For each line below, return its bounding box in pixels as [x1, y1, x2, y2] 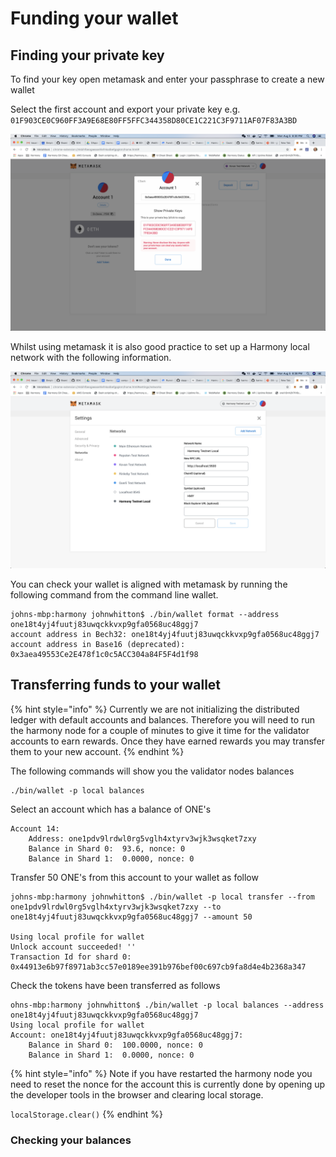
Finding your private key [10, 47, 165, 64]
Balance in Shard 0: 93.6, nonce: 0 [28, 843, 186, 854]
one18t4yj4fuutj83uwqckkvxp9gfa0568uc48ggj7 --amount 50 [10, 912, 253, 922]
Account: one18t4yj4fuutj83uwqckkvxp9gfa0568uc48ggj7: [10, 1030, 244, 1040]
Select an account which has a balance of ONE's [10, 803, 212, 815]
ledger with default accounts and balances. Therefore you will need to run [10, 713, 315, 726]
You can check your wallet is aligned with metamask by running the [10, 578, 288, 590]
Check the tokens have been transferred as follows [10, 979, 221, 991]
